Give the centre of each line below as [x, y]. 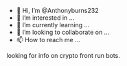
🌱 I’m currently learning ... [53, 25]
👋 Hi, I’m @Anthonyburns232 [57, 11]
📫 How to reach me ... [48, 40]
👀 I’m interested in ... [45, 18]
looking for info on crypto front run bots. [63, 55]
